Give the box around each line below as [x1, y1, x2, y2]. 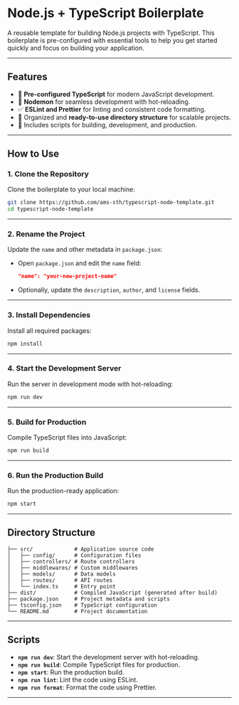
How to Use [7, 148, 60, 160]
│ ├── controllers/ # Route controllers [7, 558, 135, 565]
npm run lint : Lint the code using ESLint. [17, 675, 139, 684]
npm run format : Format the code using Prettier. [17, 683, 157, 691]
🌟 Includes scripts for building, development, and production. [17, 120, 197, 129]
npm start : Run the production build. [17, 667, 124, 677]
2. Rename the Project [7, 229, 85, 239]
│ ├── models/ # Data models [7, 571, 116, 578]
